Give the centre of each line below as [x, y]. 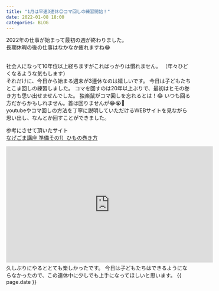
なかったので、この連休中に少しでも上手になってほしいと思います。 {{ [96, 276]
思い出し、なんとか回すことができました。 [58, 118]
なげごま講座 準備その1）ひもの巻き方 [52, 138]
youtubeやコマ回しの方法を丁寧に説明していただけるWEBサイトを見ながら [97, 110]
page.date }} [22, 282]
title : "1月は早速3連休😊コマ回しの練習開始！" [58, 12]
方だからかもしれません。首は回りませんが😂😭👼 [66, 103]
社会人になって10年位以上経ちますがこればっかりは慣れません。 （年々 [92, 66]
